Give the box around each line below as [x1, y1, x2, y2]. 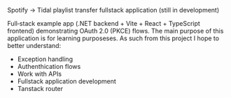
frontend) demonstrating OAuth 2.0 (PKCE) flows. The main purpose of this [7, 27, 224, 35]
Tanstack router [17, 85, 64, 92]
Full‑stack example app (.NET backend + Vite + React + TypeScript [7, 19, 201, 27]
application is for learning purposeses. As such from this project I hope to [7, 34, 219, 42]
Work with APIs [17, 70, 62, 78]
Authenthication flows [17, 63, 81, 70]
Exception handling [17, 55, 73, 63]
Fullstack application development [17, 77, 117, 85]
